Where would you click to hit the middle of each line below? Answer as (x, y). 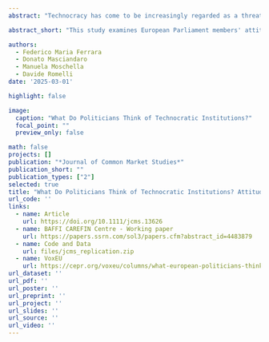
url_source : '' (34, 318)
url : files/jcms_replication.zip (78, 251)
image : (19, 110)
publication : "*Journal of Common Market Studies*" (96, 162)
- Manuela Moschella (50, 67)
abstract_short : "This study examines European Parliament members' (125, 30)
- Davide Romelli (44, 74)
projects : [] (30, 155)
